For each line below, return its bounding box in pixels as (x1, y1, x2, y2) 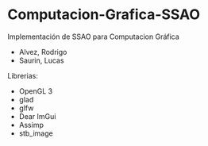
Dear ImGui (18, 111, 56, 121)
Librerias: (7, 71, 39, 80)
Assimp (18, 120, 44, 129)
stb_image (18, 129, 53, 138)
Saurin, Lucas (18, 56, 64, 65)
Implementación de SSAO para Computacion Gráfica (7, 32, 179, 41)
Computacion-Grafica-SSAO (7, 6, 200, 24)
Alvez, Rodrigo (18, 47, 67, 56)
